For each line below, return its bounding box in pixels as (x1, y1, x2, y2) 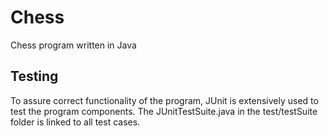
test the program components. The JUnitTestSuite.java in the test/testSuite (10, 105, 318, 117)
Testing (10, 68, 59, 85)
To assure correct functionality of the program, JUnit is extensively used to (10, 94, 319, 106)
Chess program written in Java (10, 39, 137, 51)
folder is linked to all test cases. (10, 116, 141, 128)
